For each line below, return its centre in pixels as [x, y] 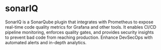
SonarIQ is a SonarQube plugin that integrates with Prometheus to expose [79, 22]
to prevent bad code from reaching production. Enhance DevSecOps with [79, 37]
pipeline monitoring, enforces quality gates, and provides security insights [80, 32]
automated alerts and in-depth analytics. [46, 42]
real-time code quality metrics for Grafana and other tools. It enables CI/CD [81, 27]
